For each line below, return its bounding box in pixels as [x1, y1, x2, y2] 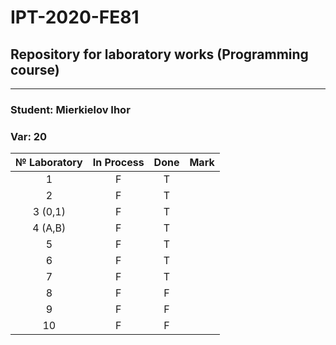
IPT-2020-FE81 [10, 6, 140, 29]
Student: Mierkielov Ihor [10, 102, 131, 116]
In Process [92, 156, 145, 170]
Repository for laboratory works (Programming [10, 46, 309, 63]
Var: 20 [10, 129, 48, 143]
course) [10, 61, 60, 78]
